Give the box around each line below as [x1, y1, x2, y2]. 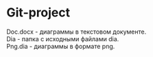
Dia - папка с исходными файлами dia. [6, 34, 119, 43]
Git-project [6, 5, 71, 21]
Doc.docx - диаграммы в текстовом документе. [6, 27, 147, 36]
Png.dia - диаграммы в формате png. [6, 42, 115, 50]
